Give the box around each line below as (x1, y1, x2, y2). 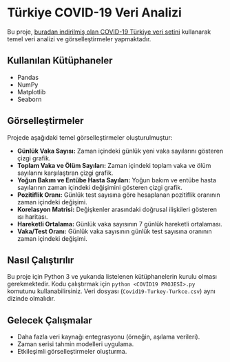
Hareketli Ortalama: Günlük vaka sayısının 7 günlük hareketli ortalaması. (17, 220, 222, 228)
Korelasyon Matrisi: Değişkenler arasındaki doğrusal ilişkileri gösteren (17, 205, 218, 213)
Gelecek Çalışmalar (7, 315, 93, 326)
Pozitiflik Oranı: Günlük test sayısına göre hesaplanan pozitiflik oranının (17, 191, 220, 199)
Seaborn (17, 95, 42, 103)
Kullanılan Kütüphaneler (7, 55, 113, 67)
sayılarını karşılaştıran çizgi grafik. (17, 169, 114, 177)
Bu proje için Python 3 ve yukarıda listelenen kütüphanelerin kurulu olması (7, 273, 217, 281)
